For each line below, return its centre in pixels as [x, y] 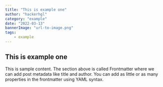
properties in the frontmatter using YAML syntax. [54, 79]
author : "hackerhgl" [26, 14]
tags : [11, 32]
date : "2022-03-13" [25, 23]
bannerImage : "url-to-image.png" [39, 28]
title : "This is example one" [36, 10]
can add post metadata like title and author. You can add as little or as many [82, 74]
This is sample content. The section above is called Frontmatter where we [80, 69]
